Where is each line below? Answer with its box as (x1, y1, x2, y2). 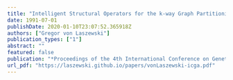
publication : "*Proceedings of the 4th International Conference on (7, 56, 209, 63)
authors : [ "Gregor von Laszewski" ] (7, 29, 110, 37)
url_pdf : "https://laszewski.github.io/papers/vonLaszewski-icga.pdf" (7, 62, 216, 69)
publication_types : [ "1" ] (7, 36, 82, 43)
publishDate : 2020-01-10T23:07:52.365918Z (7, 23, 132, 30)
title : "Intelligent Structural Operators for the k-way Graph (7, 10, 194, 17)
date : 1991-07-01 (7, 17, 58, 24)
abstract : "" (7, 42, 45, 49)
